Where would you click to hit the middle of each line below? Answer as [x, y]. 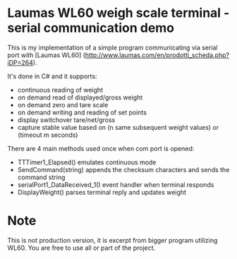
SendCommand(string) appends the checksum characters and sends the [123, 169]
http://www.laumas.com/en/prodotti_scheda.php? [157, 55]
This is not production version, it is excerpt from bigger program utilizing [113, 240]
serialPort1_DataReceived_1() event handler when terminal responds [116, 184]
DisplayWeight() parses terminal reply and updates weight [102, 192]
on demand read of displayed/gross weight [80, 97]
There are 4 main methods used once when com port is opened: [101, 148]
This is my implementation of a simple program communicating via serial [113, 47]
